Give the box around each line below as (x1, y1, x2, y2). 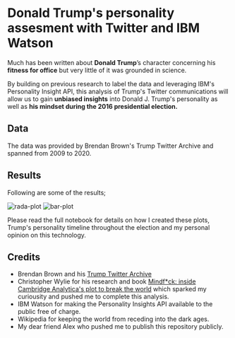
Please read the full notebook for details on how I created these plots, (7, 216, 210, 224)
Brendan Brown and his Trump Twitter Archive (17, 270, 152, 279)
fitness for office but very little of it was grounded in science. (7, 66, 187, 74)
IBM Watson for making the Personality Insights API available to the (17, 300, 213, 308)
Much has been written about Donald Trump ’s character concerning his (7, 58, 216, 66)
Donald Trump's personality (7, 5, 175, 21)
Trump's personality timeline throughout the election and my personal (7, 223, 210, 231)
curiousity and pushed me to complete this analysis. (17, 292, 169, 301)
